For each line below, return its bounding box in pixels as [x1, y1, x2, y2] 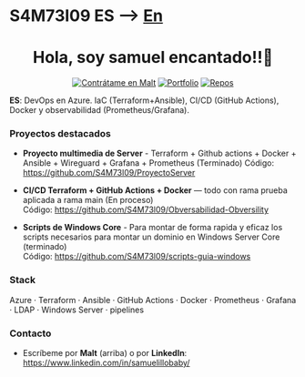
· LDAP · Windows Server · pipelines [9, 304, 144, 315]
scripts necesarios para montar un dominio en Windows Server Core [22, 231, 280, 242]
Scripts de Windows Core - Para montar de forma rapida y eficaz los [22, 222, 283, 233]
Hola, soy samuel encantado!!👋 [32, 47, 274, 68]
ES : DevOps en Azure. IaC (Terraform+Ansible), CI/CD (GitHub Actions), [9, 95, 280, 106]
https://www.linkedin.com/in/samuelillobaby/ [22, 357, 190, 369]
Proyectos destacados [9, 127, 112, 140]
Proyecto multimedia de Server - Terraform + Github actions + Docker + [22, 148, 297, 159]
